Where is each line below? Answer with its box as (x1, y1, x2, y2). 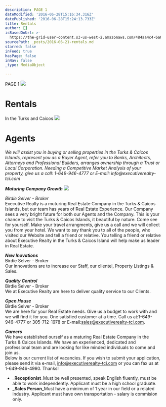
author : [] (5, 26, 28, 31)
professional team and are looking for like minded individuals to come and (5, 345, 156, 350)
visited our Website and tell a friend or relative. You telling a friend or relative (5, 233, 161, 238)
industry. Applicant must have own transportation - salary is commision (12, 391, 158, 397)
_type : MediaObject (5, 62, 45, 67)
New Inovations (5, 252, 38, 258)
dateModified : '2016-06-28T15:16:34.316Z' (5, 12, 94, 17)
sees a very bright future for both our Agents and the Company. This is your (5, 211, 160, 217)
